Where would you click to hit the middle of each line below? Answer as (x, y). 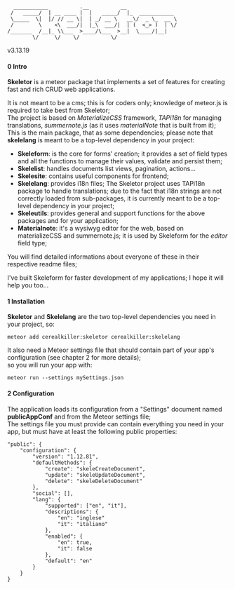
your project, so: (31, 324)
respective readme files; (42, 264)
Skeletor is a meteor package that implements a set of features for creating (116, 82)
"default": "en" (68, 561)
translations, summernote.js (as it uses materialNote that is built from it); (112, 126)
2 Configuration (31, 393)
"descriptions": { (72, 512)
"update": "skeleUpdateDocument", (95, 475)
